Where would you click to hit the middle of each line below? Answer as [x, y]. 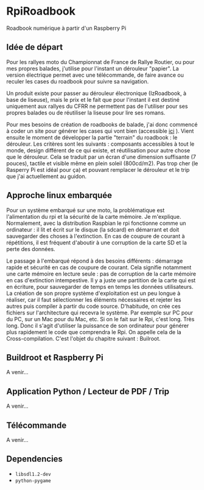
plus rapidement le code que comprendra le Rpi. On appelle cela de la [94, 332]
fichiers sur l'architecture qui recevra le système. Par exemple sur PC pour [100, 313]
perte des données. [31, 249]
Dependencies [34, 459]
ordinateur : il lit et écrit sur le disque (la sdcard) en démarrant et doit [93, 229]
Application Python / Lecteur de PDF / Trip [88, 391]
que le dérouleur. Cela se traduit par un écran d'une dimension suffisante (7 [101, 157]
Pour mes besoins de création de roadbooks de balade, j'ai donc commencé [102, 124]
